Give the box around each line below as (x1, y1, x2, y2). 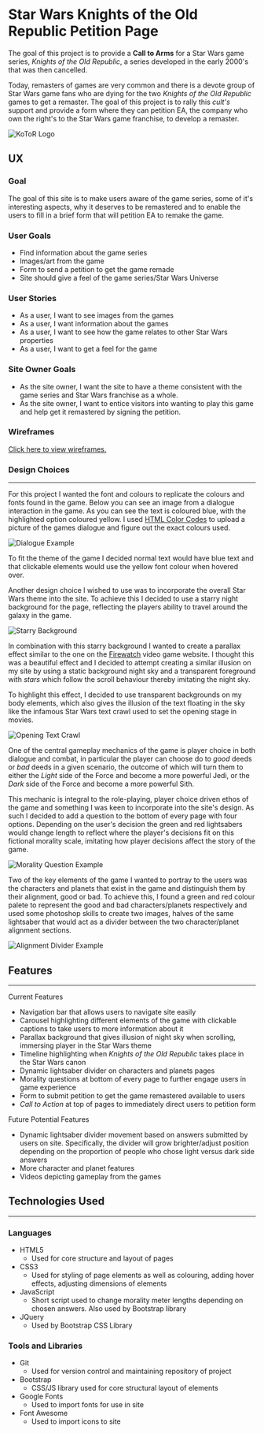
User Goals (8, 230, 51, 241)
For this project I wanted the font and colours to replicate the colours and (8, 490, 245, 499)
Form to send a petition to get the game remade (19, 264, 174, 274)
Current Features (8, 992, 64, 1001)
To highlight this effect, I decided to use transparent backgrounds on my (8, 690, 242, 699)
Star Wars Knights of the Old (8, 6, 198, 24)
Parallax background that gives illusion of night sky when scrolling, (19, 1032, 236, 1041)
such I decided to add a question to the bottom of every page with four (8, 811, 237, 821)
